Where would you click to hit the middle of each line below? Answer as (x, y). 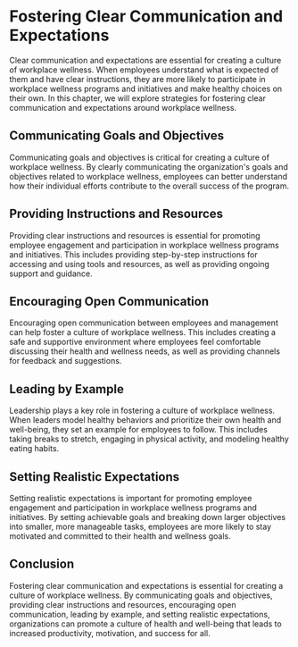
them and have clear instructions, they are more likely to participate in (137, 79)
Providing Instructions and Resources (116, 214)
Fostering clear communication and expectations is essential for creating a (146, 585)
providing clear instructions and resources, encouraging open (123, 604)
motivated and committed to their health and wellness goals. (120, 536)
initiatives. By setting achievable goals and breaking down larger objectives (148, 517)
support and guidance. (51, 273)
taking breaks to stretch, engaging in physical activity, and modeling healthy (149, 439)
